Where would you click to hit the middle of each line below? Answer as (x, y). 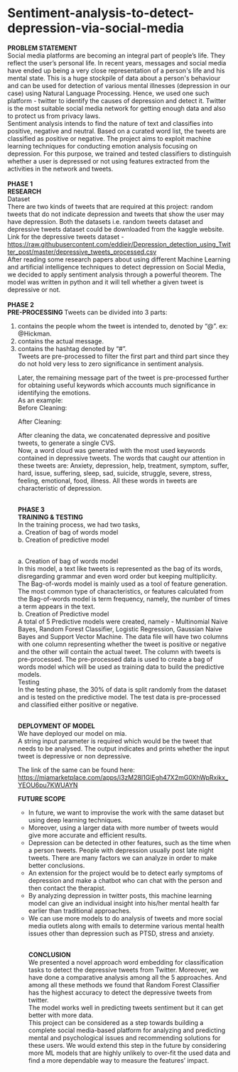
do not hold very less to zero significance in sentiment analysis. (110, 363)
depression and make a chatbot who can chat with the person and (125, 880)
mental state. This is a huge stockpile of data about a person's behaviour (114, 78)
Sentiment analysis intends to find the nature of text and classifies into (110, 123)
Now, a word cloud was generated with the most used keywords (112, 450)
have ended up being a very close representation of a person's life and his (116, 70)
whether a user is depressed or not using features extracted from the (109, 161)
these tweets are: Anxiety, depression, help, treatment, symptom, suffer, (123, 465)
